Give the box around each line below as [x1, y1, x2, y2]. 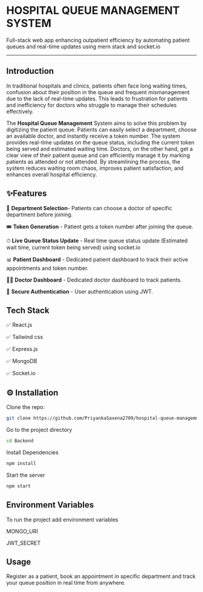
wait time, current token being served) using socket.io [6, 243, 141, 251]
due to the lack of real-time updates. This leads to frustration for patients [6, 95, 188, 102]
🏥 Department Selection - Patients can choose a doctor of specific [6, 204, 172, 211]
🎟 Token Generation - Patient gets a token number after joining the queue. [6, 223, 193, 230]
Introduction [6, 66, 54, 76]
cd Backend [6, 438, 34, 444]
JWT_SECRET [6, 539, 41, 547]
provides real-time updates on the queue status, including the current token [6, 138, 195, 146]
